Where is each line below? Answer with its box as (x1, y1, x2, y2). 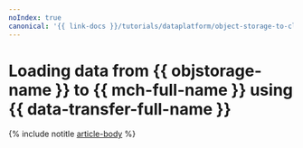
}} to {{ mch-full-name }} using (54, 79, 293, 100)
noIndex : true (8, 13, 62, 23)
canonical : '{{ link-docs (8, 22, 106, 31)
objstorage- (170, 60, 262, 81)
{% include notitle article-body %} (8, 128, 137, 140)
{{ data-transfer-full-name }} (8, 98, 232, 119)
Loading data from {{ (8, 60, 168, 81)
